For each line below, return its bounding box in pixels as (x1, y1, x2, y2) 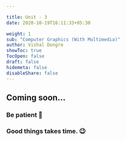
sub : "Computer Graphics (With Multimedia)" (6, 36, 121, 42)
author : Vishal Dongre (6, 42, 64, 48)
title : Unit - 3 (6, 14, 47, 20)
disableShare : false (6, 70, 59, 76)
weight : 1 (6, 31, 31, 37)
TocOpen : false (6, 53, 45, 59)
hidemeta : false (6, 64, 47, 70)
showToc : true (6, 48, 42, 54)
